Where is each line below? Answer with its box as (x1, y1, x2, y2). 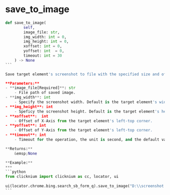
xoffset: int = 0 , (23, 44, 62, 49)
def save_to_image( (5, 20, 47, 25)
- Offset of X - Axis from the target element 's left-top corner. (14, 118, 153, 123)
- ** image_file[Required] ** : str (5, 85, 76, 90)
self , (23, 25, 35, 30)
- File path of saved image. (14, 90, 76, 95)
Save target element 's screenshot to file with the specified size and (5, 72, 159, 77)
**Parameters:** (5, 81, 39, 86)
